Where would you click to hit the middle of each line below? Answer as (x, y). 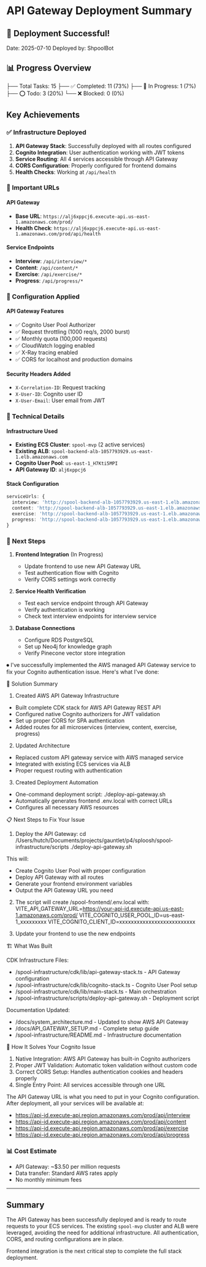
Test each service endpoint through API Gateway (86, 603)
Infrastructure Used (32, 431)
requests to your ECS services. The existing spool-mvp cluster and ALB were (102, 1226)
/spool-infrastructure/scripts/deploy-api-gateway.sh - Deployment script (107, 998)
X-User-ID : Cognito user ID (49, 394)
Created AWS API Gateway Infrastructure (67, 696)
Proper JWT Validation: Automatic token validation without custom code (106, 1066)
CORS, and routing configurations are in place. (65, 1239)
